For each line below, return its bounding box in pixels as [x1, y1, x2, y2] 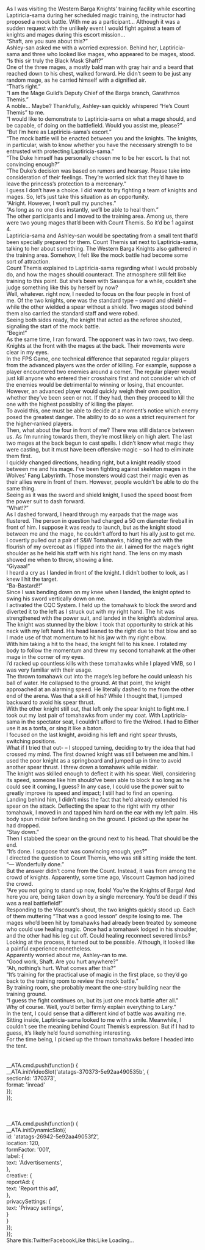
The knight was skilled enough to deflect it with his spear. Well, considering [6, 770, 196, 777]
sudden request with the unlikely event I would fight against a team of [6, 24, 181, 32]
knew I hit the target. [6, 575, 59, 583]
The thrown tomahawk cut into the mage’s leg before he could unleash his [6, 673, 192, 680]
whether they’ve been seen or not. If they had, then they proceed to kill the [6, 394, 195, 401]
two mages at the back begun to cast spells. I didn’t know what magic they [6, 439, 194, 447]
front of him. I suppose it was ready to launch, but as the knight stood [6, 523, 181, 531]
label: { [6, 1152, 24, 1160]
